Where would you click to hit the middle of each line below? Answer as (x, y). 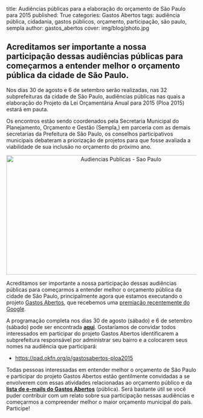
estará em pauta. (27, 109)
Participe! (18, 408)
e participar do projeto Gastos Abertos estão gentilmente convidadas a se (98, 376)
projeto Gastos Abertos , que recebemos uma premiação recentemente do (98, 302)
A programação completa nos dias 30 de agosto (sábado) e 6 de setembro (99, 321)
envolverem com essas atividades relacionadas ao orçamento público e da (99, 382)
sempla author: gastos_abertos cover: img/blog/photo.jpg (78, 28)
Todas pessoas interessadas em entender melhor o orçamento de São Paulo (101, 370)
